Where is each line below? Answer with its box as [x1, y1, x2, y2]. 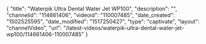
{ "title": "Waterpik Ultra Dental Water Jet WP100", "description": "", [6, 5, 177, 12]
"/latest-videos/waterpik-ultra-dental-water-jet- [63, 24, 184, 31]
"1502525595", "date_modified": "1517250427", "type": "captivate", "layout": [6, 18, 200, 25]
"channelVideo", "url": [6, 24, 63, 31]
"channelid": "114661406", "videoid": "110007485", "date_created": [6, 11, 175, 19]
